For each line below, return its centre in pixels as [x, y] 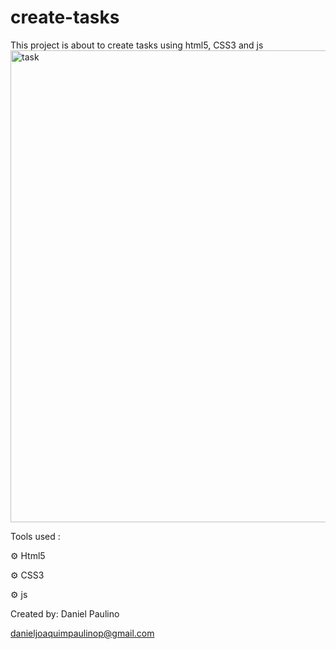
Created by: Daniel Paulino [65, 613]
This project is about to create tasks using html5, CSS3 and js [137, 45]
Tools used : [35, 536]
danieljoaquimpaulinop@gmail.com [82, 633]
